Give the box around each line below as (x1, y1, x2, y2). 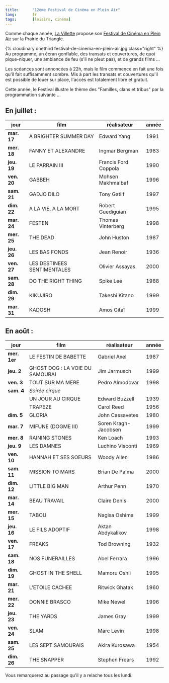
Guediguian (99, 208, 127, 215)
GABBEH (29, 177, 50, 184)
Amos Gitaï (99, 306, 125, 313)
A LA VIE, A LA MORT (29, 205, 80, 212)
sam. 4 (8, 387, 24, 394)
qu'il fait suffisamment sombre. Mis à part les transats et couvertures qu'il (5, 71, 158, 77)
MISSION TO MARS (29, 468, 75, 475)
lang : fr (5, 12, 37, 17)
